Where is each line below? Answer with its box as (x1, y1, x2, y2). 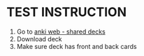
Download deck (16, 34, 62, 43)
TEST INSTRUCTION (6, 4, 127, 20)
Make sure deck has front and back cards (16, 42, 137, 50)
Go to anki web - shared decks (16, 27, 106, 36)
